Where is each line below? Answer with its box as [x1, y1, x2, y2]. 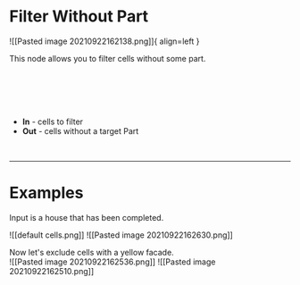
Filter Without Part [9, 6, 149, 27]
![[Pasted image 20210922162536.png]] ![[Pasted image [9, 256, 216, 267]
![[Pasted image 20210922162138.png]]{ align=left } [9, 36, 200, 46]
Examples [9, 183, 84, 203]
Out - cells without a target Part [21, 125, 139, 136]
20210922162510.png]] [9, 265, 95, 276]
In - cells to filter [21, 116, 83, 127]
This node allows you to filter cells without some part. [9, 53, 206, 63]
